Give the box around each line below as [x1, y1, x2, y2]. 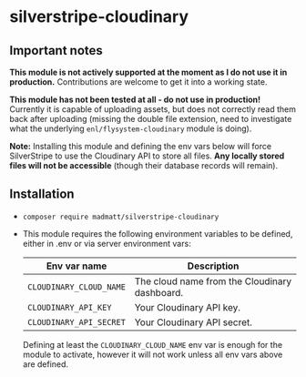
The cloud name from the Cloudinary [134, 275, 292, 288]
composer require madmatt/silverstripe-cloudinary [22, 212, 219, 221]
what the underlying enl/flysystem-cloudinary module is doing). [9, 123, 252, 134]
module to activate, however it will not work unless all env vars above [22, 349, 283, 360]
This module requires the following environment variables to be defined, [22, 228, 293, 239]
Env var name [46, 260, 107, 272]
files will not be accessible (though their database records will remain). [9, 160, 279, 170]
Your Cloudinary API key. [134, 301, 241, 313]
